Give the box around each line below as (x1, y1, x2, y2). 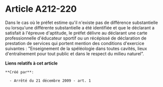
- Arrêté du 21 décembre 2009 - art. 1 (9, 78, 91, 83)
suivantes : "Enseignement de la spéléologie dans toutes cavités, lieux (5, 45, 147, 51)
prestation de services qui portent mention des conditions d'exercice (5, 40, 145, 46)
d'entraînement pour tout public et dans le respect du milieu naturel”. (5, 50, 144, 57)
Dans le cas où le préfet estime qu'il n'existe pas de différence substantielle (5, 20, 158, 25)
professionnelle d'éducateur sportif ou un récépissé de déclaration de (5, 35, 147, 41)
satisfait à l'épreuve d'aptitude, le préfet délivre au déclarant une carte (5, 30, 148, 36)
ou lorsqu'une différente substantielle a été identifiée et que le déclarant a (5, 24, 155, 30)
